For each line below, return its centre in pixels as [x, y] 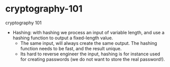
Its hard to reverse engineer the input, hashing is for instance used [90, 54]
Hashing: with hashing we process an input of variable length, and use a [89, 32]
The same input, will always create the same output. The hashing [89, 43]
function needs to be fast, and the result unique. [71, 48]
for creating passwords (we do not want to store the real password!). [92, 59]
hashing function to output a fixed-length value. [63, 38]
